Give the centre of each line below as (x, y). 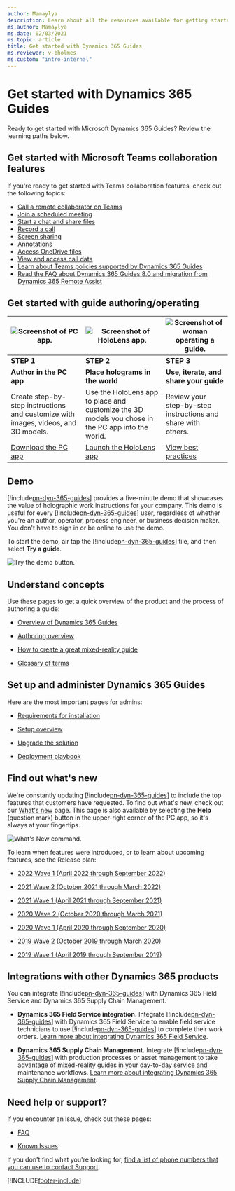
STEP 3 (178, 361)
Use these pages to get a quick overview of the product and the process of (115, 601)
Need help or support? (57, 1102)
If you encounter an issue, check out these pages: (79, 1119)
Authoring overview (46, 635)
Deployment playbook (49, 756)
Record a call (36, 229)
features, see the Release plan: (52, 860)
